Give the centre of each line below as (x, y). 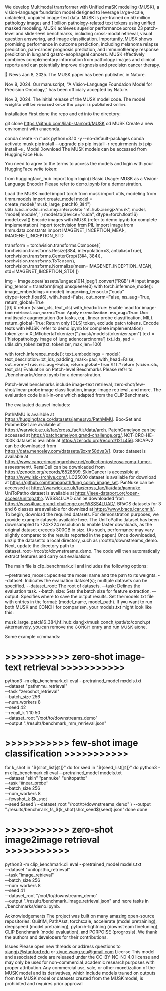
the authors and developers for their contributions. (56, 937)
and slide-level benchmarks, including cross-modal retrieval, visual (84, 33)
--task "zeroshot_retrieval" (32, 691)
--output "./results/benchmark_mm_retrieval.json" (56, 723)
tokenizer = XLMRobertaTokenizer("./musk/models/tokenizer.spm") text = (80, 334)
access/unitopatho (24, 498)
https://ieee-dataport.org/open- (107, 493)
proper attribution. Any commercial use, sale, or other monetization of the (80, 967)
